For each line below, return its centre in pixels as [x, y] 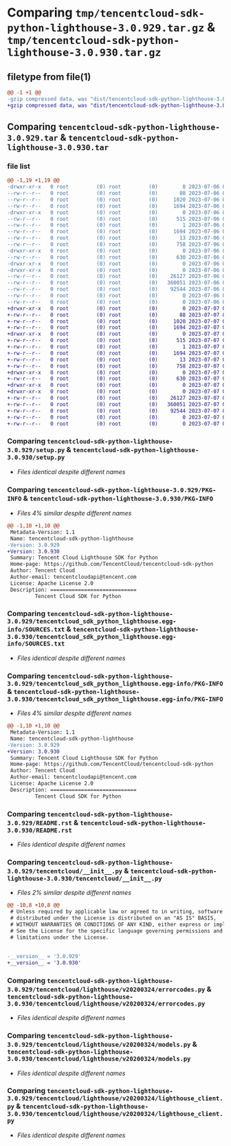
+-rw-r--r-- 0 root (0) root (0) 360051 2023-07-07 [113, 404]
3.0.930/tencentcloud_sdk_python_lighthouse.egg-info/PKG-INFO [115, 699]
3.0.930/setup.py [36, 458]
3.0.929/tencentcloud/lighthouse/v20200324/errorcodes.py [106, 989]
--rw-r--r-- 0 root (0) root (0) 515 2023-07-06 [113, 219]
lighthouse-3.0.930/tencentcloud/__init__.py [85, 878]
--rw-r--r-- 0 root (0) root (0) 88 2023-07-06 [113, 193]
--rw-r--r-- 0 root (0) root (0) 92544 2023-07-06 [113, 289]
